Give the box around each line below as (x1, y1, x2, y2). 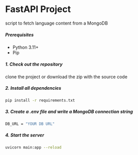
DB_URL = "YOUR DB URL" (5, 121, 55, 126)
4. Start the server (5, 132, 44, 138)
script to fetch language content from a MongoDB (5, 20, 108, 26)
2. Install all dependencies (5, 85, 62, 91)
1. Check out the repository (5, 61, 63, 67)
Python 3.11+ (12, 44, 39, 50)
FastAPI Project (5, 4, 71, 15)
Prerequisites (5, 32, 34, 38)
